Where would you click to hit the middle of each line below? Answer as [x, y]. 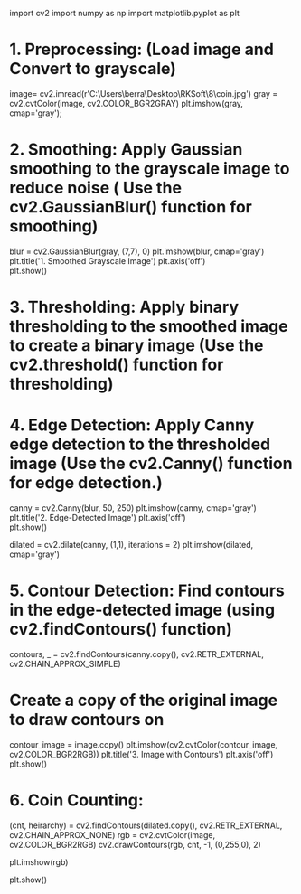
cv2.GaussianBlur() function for [131, 207]
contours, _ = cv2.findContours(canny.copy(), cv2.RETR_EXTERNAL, [137, 654]
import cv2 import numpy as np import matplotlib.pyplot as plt [124, 13]
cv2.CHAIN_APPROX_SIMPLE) [66, 663]
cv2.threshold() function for [117, 365]
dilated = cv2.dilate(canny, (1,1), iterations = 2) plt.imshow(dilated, [132, 545]
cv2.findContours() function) [121, 630]
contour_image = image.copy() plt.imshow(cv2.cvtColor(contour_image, [144, 744]
